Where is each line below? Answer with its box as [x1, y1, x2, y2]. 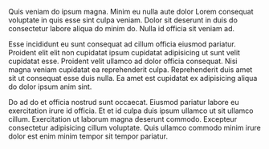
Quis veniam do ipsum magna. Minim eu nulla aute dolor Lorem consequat [8, 7, 255, 16]
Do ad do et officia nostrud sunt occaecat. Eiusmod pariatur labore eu [8, 98, 239, 107]
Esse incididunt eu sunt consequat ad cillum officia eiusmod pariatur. [8, 39, 236, 49]
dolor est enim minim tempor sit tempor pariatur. [8, 131, 169, 141]
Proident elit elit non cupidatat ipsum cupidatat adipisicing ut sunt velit [8, 48, 241, 57]
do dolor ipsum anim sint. [8, 82, 92, 91]
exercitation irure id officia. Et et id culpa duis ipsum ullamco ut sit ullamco [8, 106, 254, 115]
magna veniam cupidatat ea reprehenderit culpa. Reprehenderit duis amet [8, 65, 253, 74]
